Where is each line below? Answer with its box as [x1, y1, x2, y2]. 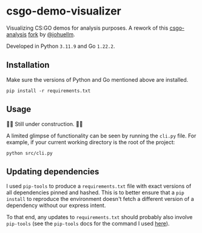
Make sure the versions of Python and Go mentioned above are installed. [6, 76, 189, 83]
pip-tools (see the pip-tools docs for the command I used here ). [6, 220, 170, 228]
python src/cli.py [6, 150, 53, 156]
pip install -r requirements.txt [6, 88, 91, 94]
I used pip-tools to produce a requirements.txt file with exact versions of [6, 183, 192, 190]
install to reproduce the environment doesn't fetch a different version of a [6, 195, 194, 203]
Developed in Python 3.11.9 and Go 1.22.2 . [6, 42, 115, 50]
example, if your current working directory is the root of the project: [6, 138, 175, 146]
